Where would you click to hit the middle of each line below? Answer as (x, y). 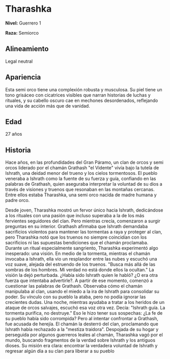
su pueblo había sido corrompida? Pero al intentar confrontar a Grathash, (82, 319)
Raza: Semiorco (22, 33)
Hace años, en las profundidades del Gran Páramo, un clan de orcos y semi (84, 162)
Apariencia (23, 77)
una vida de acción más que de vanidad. (48, 106)
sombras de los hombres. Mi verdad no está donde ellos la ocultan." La (80, 270)
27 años (14, 134)
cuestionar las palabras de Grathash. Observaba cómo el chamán (74, 286)
